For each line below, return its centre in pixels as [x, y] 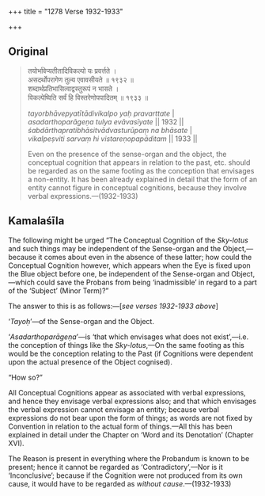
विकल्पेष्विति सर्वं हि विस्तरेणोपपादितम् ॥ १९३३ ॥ [88, 97]
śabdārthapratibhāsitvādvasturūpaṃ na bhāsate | [110, 130]
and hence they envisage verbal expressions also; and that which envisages [132, 401]
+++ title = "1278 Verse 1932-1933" [66, 11]
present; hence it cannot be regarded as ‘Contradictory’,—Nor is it [115, 467]
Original [28, 52]
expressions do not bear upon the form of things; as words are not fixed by [131, 418]
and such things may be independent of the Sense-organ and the [115, 248]
